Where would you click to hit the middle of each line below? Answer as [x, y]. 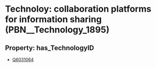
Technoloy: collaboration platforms [78, 9]
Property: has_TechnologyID [50, 48]
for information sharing [53, 19]
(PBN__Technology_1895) [57, 30]
